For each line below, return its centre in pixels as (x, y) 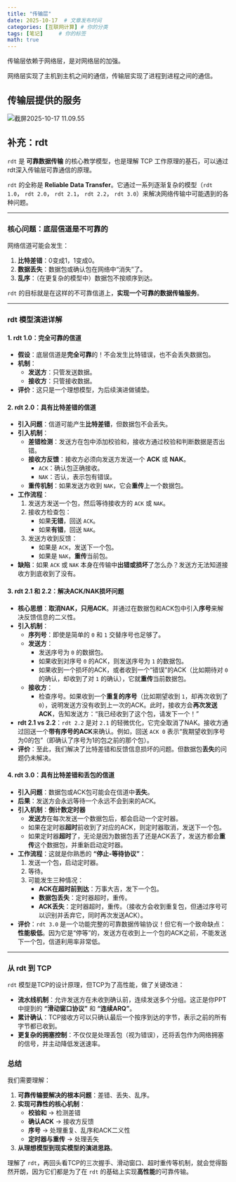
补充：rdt (28, 142)
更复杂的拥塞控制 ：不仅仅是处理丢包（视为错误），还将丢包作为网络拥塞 (120, 1035)
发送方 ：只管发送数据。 (62, 372)
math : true (23, 40)
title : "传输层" (29, 14)
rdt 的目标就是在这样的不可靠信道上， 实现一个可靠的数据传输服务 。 (105, 293)
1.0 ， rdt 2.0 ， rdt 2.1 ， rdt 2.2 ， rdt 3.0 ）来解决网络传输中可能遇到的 (115, 193)
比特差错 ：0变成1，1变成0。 (58, 260)
